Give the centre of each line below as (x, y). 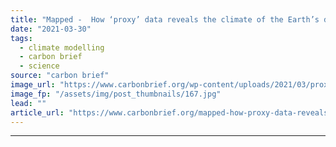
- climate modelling (62, 47)
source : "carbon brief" (60, 76)
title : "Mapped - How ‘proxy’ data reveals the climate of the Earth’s (165, 19)
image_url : (33, 85)
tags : (21, 38)
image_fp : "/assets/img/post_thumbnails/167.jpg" (116, 94)
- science (39, 66)
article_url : (37, 112)
